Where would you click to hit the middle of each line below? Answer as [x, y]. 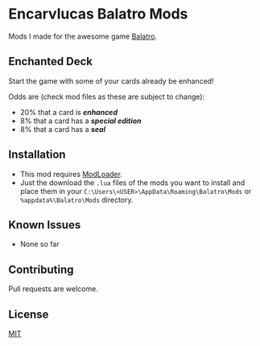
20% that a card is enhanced [69, 112]
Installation [37, 155]
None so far [39, 244]
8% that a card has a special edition [81, 121]
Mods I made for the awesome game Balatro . [83, 36]
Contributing [41, 269]
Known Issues [45, 225]
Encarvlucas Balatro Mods [98, 14]
